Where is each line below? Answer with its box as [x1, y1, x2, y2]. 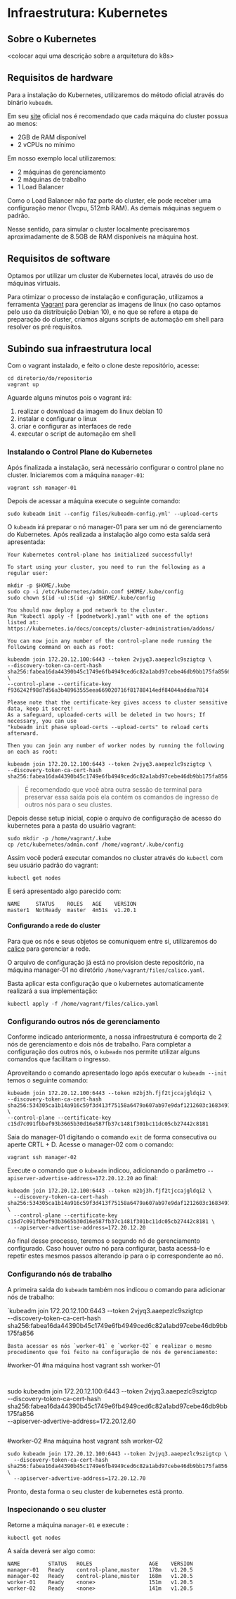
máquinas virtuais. [7, 279, 61, 287]
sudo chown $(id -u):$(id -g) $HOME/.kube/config [7, 594, 156, 601]
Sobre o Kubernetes [7, 33, 97, 45]
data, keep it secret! [7, 705, 74, 712]
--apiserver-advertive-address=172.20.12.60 [7, 1417, 136, 1425]
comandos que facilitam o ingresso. [7, 1055, 111, 1063]
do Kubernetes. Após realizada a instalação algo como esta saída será [7, 530, 211, 538]
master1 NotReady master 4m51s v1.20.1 [7, 906, 137, 914]
